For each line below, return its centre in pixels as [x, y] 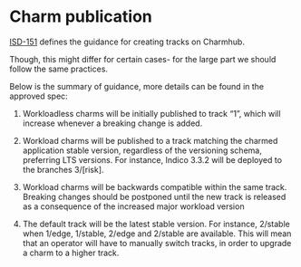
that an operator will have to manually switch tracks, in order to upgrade [157, 243]
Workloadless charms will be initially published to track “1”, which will [151, 113]
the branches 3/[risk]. [63, 169]
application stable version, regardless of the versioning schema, [142, 150]
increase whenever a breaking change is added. [112, 123]
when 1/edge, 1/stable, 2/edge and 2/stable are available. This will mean [157, 234]
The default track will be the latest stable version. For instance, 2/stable [156, 224]
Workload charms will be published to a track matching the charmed [150, 140]
